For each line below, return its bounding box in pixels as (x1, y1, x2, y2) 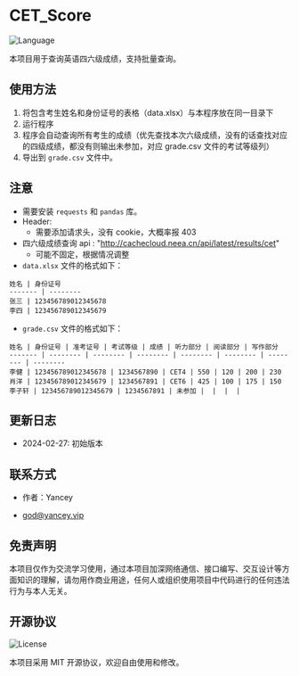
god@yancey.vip (21, 510, 85, 521)
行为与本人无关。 (9, 586, 72, 596)
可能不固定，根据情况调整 (35, 249, 130, 260)
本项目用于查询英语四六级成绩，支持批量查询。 (9, 53, 181, 63)
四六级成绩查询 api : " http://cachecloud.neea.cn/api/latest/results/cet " (21, 237, 280, 248)
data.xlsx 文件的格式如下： (21, 260, 124, 270)
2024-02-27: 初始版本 (21, 438, 104, 449)
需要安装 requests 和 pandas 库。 (21, 206, 142, 217)
